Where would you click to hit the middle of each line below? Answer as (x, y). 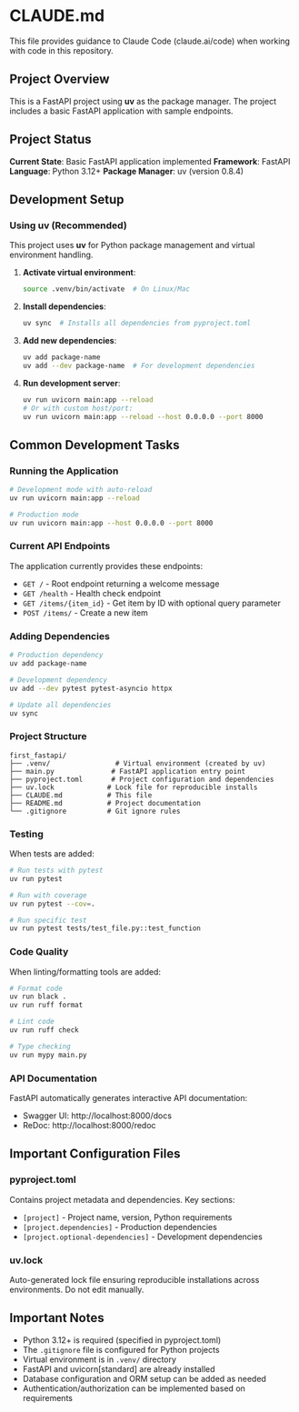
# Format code (36, 988)
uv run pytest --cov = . (52, 904)
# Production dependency (56, 656)
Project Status (51, 140)
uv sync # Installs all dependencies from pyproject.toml (137, 324)
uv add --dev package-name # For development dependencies (139, 366)
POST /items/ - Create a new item (85, 612)
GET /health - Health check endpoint (92, 593)
